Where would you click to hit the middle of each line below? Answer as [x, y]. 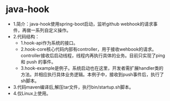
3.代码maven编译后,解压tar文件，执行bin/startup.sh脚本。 [73, 87]
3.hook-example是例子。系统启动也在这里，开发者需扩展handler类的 [92, 68]
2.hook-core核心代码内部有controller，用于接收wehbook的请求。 [88, 49]
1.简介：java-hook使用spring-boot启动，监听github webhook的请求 [83, 24]
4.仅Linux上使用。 [32, 93]
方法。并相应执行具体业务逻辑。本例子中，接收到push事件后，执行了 [92, 74]
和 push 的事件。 [38, 62]
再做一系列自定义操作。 [47, 30]
